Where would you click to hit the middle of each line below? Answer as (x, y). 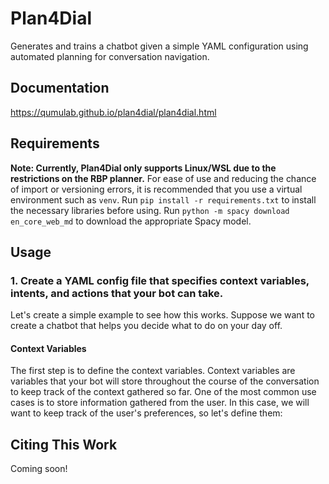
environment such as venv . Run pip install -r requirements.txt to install (163, 199)
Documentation (60, 88)
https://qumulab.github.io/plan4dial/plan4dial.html (113, 112)
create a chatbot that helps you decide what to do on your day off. (146, 326)
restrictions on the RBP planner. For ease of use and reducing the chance (163, 178)
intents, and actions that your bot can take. (117, 293)
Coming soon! (39, 469)
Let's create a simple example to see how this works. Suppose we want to (162, 315)
